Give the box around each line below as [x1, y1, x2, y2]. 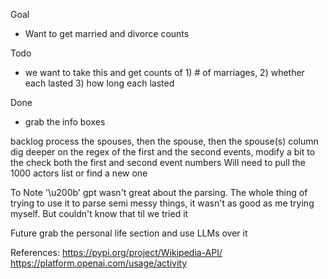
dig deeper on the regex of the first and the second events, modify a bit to [10, 146, 316, 158]
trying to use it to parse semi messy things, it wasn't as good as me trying [10, 197, 315, 209]
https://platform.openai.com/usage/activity [10, 257, 188, 269]
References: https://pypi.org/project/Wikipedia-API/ [10, 247, 223, 258]
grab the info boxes [24, 116, 106, 128]
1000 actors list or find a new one [10, 167, 148, 179]
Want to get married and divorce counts [24, 28, 190, 39]
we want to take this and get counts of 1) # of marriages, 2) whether [24, 67, 305, 78]
